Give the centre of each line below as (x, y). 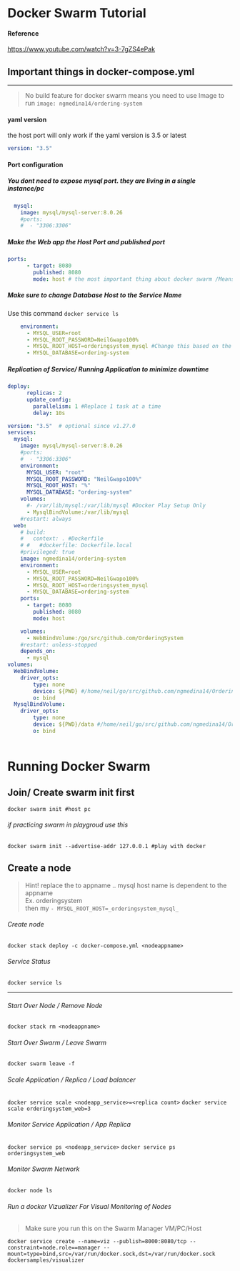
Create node (26, 924)
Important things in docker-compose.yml (101, 72)
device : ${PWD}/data (64, 724)
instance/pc (26, 189)
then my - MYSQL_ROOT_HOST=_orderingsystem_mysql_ (102, 908)
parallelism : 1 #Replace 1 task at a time (97, 406)
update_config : (49, 399)
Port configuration (35, 164)
